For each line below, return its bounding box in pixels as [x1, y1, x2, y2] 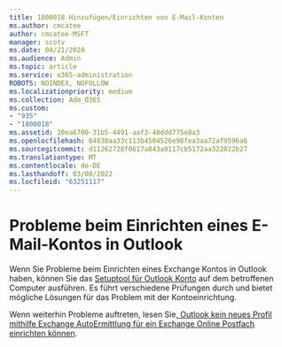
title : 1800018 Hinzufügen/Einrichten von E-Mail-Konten [9, 12, 224, 22]
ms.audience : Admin [9, 54, 82, 63]
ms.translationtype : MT [9, 152, 98, 162]
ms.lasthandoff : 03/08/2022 [9, 169, 114, 178]
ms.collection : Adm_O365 [9, 95, 101, 104]
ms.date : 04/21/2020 [9, 46, 86, 55]
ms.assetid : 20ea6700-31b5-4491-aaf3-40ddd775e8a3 [9, 128, 200, 137]
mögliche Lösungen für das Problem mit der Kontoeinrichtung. [9, 292, 237, 303]
